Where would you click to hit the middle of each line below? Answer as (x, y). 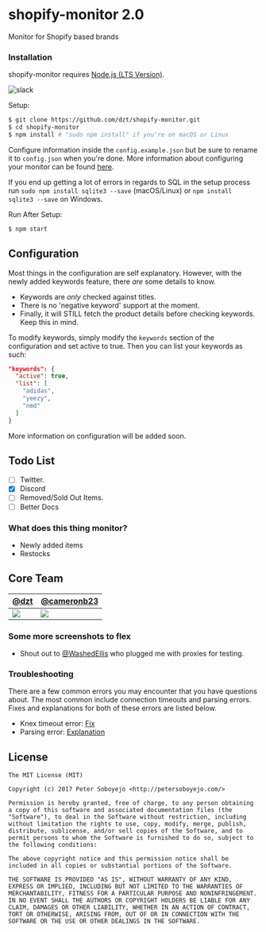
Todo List (32, 460)
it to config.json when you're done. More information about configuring (126, 158)
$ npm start (28, 229)
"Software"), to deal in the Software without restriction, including (127, 817)
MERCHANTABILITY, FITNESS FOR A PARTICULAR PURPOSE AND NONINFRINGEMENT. (133, 894)
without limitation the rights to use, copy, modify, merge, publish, (127, 824)
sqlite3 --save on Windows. (56, 199)
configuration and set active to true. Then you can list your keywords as (126, 346)
